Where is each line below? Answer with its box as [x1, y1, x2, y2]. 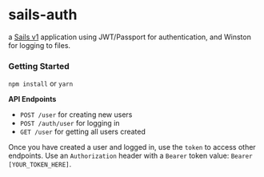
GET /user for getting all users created [19, 127, 146, 137]
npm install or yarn [8, 78, 74, 89]
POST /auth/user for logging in [19, 119, 120, 128]
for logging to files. [8, 40, 70, 50]
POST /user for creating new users [19, 110, 133, 119]
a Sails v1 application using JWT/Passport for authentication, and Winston [8, 32, 252, 42]
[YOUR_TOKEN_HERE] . [8, 159, 72, 169]
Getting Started [8, 60, 70, 71]
